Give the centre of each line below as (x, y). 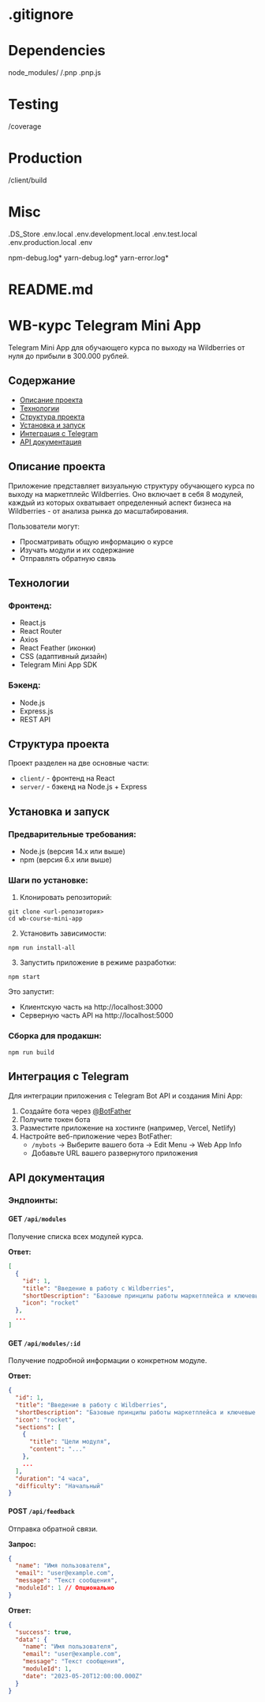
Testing (34, 105)
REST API (35, 719)
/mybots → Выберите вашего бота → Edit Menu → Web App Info (136, 1144)
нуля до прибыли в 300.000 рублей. (69, 356)
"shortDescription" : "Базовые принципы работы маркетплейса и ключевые (136, 1412)
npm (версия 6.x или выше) (65, 860)
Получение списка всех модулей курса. (76, 1237)
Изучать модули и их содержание (77, 550)
